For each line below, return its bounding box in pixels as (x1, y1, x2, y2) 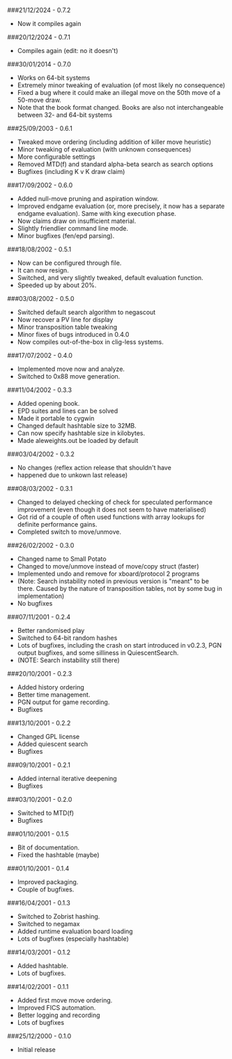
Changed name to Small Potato (17, 555, 107, 563)
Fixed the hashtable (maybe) (17, 851, 100, 859)
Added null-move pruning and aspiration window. (17, 195, 159, 203)
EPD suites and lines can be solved (17, 407, 118, 415)
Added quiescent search (17, 740, 88, 748)
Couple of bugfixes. (17, 885, 75, 893)
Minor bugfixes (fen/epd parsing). (17, 232, 115, 240)
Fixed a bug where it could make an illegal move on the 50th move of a (17, 89, 221, 96)
